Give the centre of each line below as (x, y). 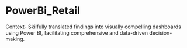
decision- (161, 32)
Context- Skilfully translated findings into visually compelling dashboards (93, 27)
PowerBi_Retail (43, 11)
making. (15, 39)
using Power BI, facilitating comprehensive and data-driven (77, 32)
